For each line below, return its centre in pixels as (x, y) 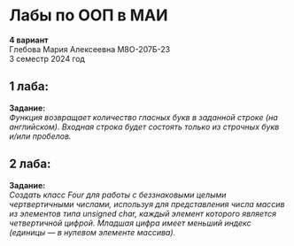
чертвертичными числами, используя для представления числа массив (147, 204)
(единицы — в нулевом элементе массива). (93, 232)
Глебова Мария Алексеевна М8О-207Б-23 (90, 49)
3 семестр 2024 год (47, 58)
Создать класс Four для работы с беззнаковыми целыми (118, 195)
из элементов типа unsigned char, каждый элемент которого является (143, 213)
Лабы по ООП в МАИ (89, 15)
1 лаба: (29, 86)
